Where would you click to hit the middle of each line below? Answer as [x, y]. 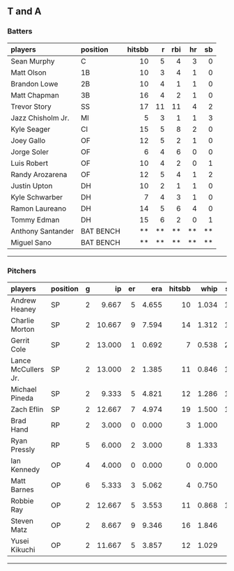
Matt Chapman [35, 95]
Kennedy [25, 469]
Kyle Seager [31, 129]
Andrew [24, 300]
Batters [20, 31]
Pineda [22, 398]
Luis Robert [30, 163]
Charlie [23, 320]
